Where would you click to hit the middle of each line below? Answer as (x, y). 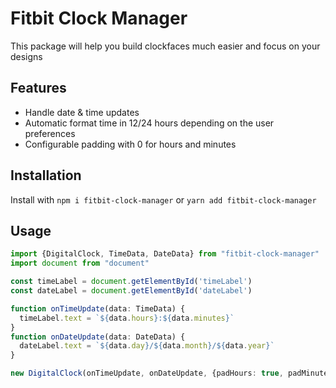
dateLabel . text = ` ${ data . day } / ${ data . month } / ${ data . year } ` (147, 346)
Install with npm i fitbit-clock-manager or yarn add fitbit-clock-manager (163, 199)
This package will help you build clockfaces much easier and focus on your (165, 46)
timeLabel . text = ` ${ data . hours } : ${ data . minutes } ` (127, 318)
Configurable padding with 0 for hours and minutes (130, 144)
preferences (50, 133)
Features (38, 88)
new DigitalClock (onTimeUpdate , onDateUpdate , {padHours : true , (147, 373)
